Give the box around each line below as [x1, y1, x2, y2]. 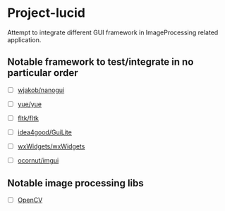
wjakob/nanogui [17, 86, 65, 94]
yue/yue [17, 100, 42, 108]
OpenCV [17, 196, 43, 204]
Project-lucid [7, 5, 86, 21]
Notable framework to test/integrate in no [7, 56, 194, 68]
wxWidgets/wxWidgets [17, 142, 85, 151]
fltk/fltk [17, 114, 39, 122]
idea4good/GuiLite [17, 128, 72, 136]
